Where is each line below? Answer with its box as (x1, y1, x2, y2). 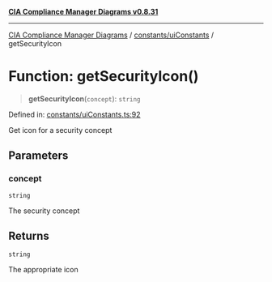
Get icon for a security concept (8, 125, 113, 135)
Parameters (8, 149, 69, 163)
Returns (8, 229, 50, 243)
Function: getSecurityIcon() (8, 67, 199, 86)
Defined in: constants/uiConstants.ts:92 (8, 109, 141, 119)
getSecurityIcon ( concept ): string (28, 93, 141, 104)
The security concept (8, 206, 80, 216)
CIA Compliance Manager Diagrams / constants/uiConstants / (8, 30, 215, 40)
